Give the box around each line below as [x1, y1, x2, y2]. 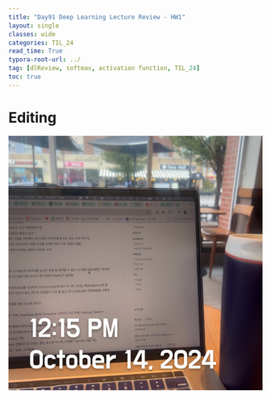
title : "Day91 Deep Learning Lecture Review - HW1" [8, 13, 186, 21]
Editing [8, 108, 57, 127]
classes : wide [8, 30, 56, 38]
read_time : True [8, 47, 63, 56]
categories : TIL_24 [8, 39, 74, 47]
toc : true [8, 73, 42, 81]
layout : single [8, 21, 60, 30]
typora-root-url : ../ [8, 56, 81, 64]
